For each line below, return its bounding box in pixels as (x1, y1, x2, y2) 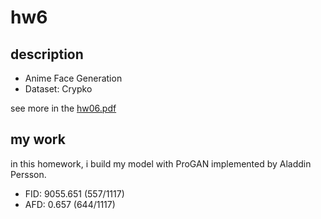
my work (10, 131, 66, 148)
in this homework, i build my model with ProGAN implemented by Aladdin (10, 157, 312, 170)
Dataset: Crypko (24, 83, 93, 95)
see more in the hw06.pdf (10, 102, 117, 114)
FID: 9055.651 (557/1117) (24, 187, 125, 200)
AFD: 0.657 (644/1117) (24, 198, 116, 210)
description (10, 46, 84, 63)
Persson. (10, 168, 47, 180)
